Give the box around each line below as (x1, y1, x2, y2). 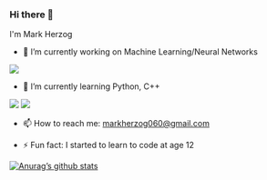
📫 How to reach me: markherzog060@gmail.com (22, 118, 210, 129)
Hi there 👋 (9, 8, 55, 21)
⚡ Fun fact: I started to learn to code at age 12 (22, 140, 194, 151)
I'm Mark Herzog (9, 29, 73, 40)
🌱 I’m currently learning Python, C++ (22, 81, 161, 92)
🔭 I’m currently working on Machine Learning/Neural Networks (22, 46, 258, 57)
